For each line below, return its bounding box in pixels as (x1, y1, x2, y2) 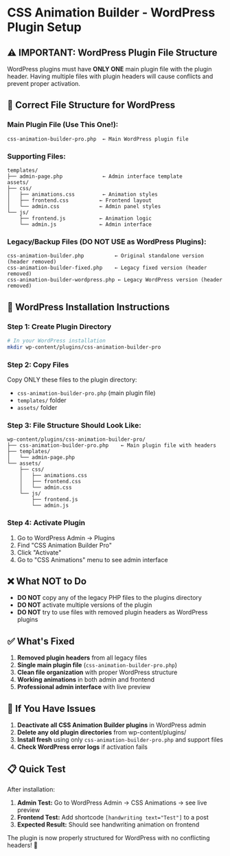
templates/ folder (16, 396, 67, 404)
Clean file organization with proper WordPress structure (16, 668, 178, 677)
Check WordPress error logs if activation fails (16, 743, 148, 751)
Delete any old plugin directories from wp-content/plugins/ (16, 728, 187, 737)
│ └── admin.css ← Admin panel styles (7, 203, 161, 210)
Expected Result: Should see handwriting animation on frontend (16, 820, 200, 829)
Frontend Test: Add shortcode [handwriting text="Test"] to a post (16, 813, 209, 821)
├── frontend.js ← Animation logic (19, 215, 152, 222)
